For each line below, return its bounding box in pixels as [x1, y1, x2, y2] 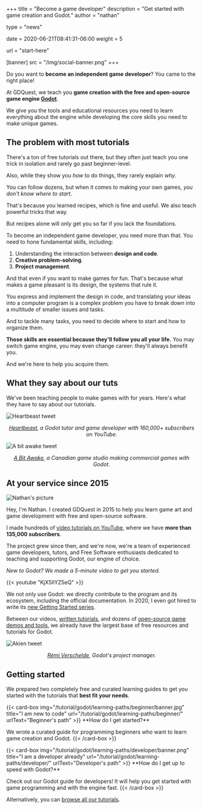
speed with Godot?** [6, 766, 60, 773]
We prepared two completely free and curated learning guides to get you [6, 686, 188, 693]
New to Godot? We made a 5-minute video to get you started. [6, 567, 160, 575]
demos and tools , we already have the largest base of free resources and [6, 622, 189, 629]
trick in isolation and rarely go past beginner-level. [6, 160, 132, 167]
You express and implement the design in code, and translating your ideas [6, 293, 191, 300]
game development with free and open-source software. [6, 513, 148, 520]
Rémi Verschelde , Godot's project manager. [47, 652, 156, 659]
